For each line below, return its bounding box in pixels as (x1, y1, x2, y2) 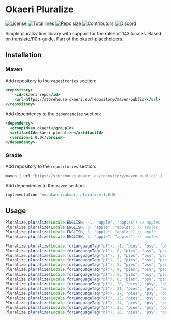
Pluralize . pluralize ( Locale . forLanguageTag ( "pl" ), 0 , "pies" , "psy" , (5, 248, 156, 253)
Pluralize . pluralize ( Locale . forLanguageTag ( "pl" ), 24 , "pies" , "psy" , (5, 300, 158, 306)
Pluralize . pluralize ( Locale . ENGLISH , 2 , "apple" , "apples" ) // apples (5, 234, 158, 239)
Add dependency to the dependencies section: (5, 111, 101, 117)
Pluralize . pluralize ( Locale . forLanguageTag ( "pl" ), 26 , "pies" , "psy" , (5, 310, 158, 315)
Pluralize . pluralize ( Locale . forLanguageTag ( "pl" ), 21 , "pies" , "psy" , (5, 286, 158, 291)
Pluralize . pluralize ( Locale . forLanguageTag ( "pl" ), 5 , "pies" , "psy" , (5, 272, 156, 277)
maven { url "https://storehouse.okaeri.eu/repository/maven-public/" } (5, 173, 163, 178)
